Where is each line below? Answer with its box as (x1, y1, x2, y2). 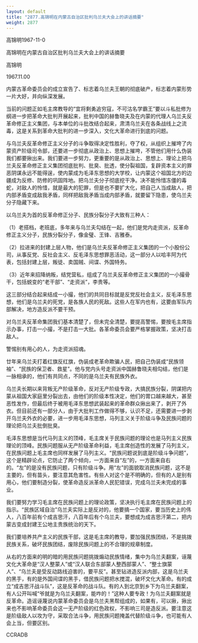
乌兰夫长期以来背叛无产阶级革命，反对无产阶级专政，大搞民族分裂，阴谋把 (6, 385, 187, 393)
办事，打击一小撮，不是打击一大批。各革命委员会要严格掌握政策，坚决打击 (11, 325, 192, 333)
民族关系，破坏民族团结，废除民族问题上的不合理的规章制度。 (6, 540, 156, 548)
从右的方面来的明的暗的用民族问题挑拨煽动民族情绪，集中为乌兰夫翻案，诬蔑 (6, 553, 192, 560)
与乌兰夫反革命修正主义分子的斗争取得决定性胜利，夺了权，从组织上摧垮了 (6, 140, 187, 147)
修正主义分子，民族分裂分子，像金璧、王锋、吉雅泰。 (6, 231, 136, 239)
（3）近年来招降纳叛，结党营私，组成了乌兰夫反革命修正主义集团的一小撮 (6, 271, 185, 278)
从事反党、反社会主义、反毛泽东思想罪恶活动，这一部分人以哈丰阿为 (16, 251, 181, 258)
